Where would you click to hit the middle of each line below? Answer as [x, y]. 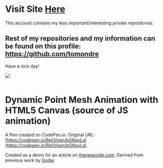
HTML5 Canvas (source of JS [67, 110]
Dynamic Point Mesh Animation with [82, 100]
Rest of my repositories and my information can [80, 39]
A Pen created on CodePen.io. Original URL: [50, 135]
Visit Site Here [35, 9]
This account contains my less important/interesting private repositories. [80, 23]
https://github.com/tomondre [52, 54]
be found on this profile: [43, 46]
